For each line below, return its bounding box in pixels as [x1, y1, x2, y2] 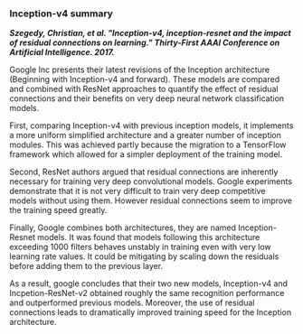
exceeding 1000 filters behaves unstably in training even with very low [9, 242, 271, 253]
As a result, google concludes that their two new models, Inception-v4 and [9, 278, 288, 289]
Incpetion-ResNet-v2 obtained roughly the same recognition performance [9, 288, 285, 299]
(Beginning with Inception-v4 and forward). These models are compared [9, 74, 280, 85]
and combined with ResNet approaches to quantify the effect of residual [9, 84, 279, 95]
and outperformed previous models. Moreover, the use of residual [9, 297, 255, 309]
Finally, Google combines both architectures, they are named [9, 222, 237, 233]
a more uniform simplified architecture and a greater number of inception [9, 130, 282, 141]
